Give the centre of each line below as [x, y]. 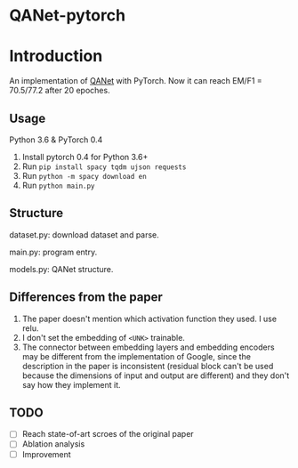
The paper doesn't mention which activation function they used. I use [149, 319]
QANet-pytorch [68, 16]
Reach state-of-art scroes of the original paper [108, 434]
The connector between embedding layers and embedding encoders [148, 347]
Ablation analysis [53, 444]
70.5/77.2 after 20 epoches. [60, 91]
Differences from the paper [86, 298]
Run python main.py [58, 185]
